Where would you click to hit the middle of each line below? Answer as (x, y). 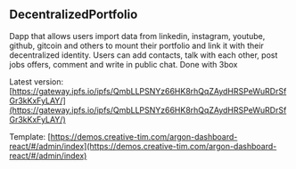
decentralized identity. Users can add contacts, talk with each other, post (144, 55)
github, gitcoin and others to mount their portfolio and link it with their (137, 45)
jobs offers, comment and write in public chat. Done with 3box (123, 64)
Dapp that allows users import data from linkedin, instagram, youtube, (137, 36)
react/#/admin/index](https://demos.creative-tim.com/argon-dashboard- (143, 146)
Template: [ (30, 136)
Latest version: (37, 81)
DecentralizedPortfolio (74, 15)
